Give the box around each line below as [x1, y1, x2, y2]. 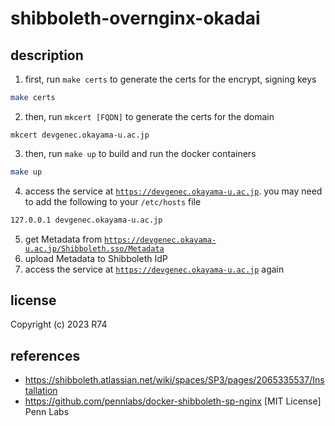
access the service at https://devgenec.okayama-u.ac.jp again [24, 263, 285, 275]
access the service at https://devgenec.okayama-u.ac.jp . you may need [24, 185, 323, 197]
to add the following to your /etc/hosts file [24, 195, 202, 207]
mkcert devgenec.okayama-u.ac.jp [10, 130, 150, 140]
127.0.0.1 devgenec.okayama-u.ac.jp [10, 215, 163, 225]
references [10, 347, 81, 364]
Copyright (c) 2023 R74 [10, 318, 108, 331]
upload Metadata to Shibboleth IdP [24, 252, 168, 264]
